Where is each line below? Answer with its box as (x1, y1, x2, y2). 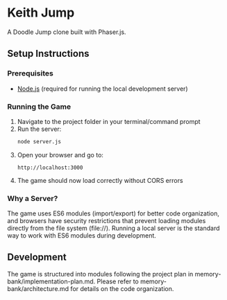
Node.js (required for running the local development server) (17, 85, 189, 93)
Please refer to (96, 277, 139, 285)
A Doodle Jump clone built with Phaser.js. (7, 28, 126, 36)
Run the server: (17, 125, 62, 133)
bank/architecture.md (7, 284, 69, 292)
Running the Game (7, 102, 72, 112)
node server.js (17, 138, 62, 145)
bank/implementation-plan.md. (7, 277, 96, 285)
